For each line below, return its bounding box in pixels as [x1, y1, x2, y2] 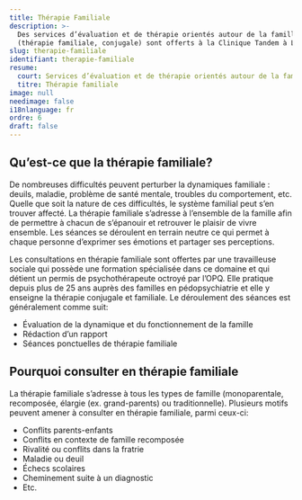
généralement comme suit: [9, 301, 109, 312]
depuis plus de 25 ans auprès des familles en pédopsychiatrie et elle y [9, 282, 271, 293]
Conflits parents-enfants [22, 424, 114, 435]
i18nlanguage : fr [9, 105, 75, 114]
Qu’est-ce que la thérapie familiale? [9, 155, 213, 171]
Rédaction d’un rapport [22, 328, 108, 339]
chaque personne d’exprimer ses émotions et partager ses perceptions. [9, 236, 275, 247]
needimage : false [9, 96, 75, 106]
